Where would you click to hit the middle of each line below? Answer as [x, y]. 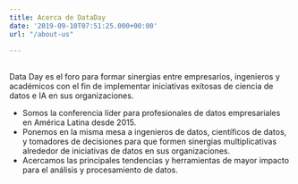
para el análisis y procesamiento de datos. [100, 170]
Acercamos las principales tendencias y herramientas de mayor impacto [155, 161]
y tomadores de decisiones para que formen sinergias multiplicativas [149, 142]
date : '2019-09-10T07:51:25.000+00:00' [84, 26]
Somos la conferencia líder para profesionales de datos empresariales [151, 113]
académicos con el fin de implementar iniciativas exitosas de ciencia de [141, 87]
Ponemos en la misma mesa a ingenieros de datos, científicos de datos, [154, 132]
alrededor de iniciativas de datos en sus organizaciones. [126, 151]
